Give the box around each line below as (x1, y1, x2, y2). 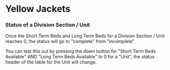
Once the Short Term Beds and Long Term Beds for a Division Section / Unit (5, 33, 165, 39)
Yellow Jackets (5, 3, 70, 15)
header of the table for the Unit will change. (5, 59, 97, 65)
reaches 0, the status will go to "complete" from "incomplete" (5, 38, 135, 44)
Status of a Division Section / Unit (5, 21, 90, 29)
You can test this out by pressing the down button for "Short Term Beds (5, 48, 156, 54)
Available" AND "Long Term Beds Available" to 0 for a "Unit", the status (5, 54, 155, 60)
